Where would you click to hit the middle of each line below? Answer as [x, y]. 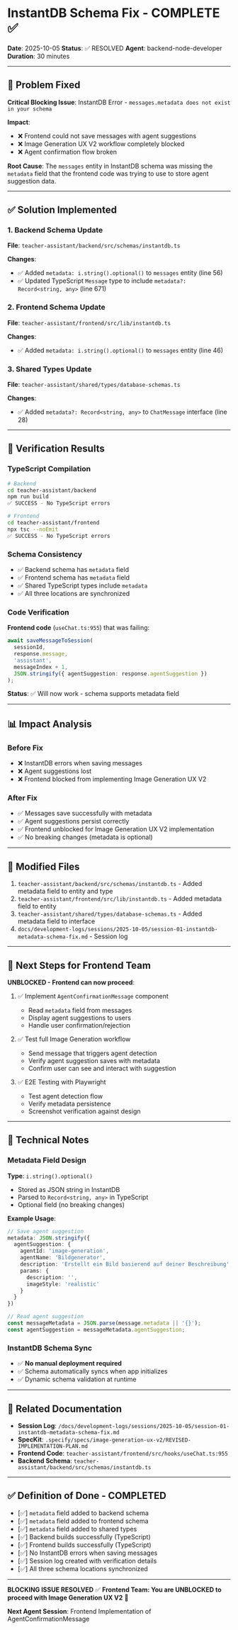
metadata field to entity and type [65, 892]
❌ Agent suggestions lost [55, 771]
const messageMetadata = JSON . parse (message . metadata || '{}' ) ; [104, 1323]
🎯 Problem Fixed [44, 85]
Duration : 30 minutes [39, 56]
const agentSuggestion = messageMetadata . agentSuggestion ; [96, 1330]
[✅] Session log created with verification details [87, 1561]
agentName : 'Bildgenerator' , [63, 1258]
